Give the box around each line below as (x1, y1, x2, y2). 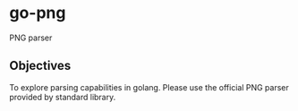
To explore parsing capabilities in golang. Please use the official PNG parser (9, 81, 289, 92)
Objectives (9, 58, 72, 73)
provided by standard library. (9, 91, 116, 102)
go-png (9, 3, 66, 23)
